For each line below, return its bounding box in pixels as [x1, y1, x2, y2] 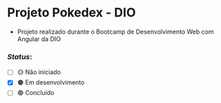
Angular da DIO [17, 34, 61, 43]
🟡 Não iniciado [17, 68, 61, 76]
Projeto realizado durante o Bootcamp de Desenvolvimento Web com [17, 27, 214, 36]
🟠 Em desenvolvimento [17, 78, 85, 87]
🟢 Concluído [17, 89, 55, 97]
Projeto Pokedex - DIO [7, 5, 136, 21]
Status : [7, 51, 32, 61]
